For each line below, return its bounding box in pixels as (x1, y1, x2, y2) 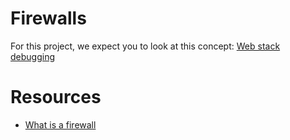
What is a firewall (24, 118, 97, 131)
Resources (10, 86, 102, 109)
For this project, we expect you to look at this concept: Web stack (10, 40, 281, 52)
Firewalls (10, 7, 87, 30)
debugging (10, 50, 56, 62)
